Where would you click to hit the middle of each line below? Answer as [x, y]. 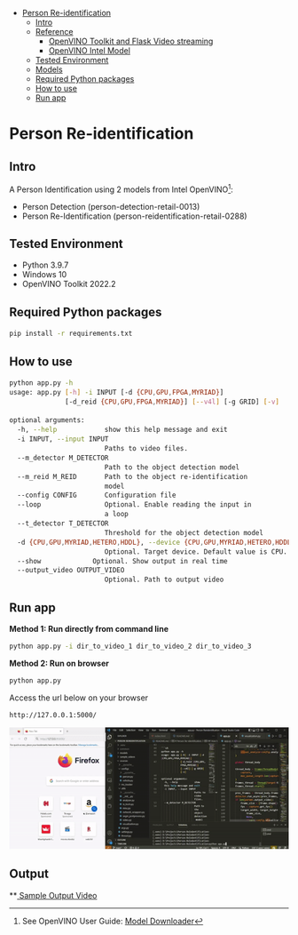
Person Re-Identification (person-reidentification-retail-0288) [134, 216]
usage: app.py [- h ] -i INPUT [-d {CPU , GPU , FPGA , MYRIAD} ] [117, 392]
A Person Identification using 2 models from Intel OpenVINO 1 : [121, 188]
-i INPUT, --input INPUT [63, 439]
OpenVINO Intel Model [90, 51]
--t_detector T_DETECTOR [63, 523]
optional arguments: [47, 420]
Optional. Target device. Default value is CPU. [196, 551]
